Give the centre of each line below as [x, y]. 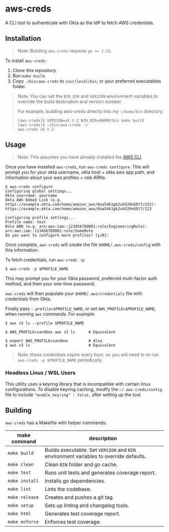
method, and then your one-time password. [50, 283]
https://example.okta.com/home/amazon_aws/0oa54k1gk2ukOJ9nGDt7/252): [81, 204]
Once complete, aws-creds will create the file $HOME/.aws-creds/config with [83, 245]
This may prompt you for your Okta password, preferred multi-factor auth [81, 278]
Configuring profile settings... [40, 217]
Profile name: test [26, 222]
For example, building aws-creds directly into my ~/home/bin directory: [91, 111]
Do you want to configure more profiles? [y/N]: [57, 235]
